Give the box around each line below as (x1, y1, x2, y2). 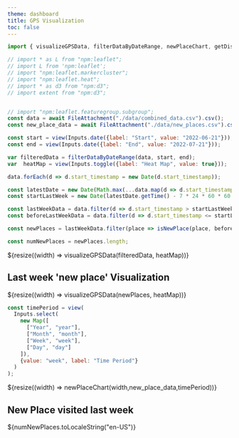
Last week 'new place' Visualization (7, 271, 170, 283)
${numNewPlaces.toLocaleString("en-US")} (7, 423, 137, 431)
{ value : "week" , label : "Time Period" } (20, 357, 139, 364)
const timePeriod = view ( (7, 304, 84, 311)
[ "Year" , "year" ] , (26, 324, 81, 331)
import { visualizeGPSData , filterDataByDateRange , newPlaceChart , (7, 43, 212, 51)
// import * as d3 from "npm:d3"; (7, 83, 110, 90)
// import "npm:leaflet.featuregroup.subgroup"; (7, 108, 154, 115)
